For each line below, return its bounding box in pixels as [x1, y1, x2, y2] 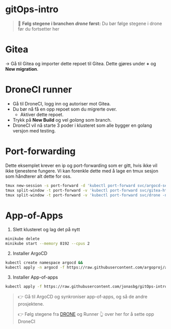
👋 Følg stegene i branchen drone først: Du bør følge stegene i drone [17, 20, 162, 26]
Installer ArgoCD [12, 251, 47, 257]
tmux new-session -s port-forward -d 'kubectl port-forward [5, 183, 136, 188]
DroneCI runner [5, 84, 72, 95]
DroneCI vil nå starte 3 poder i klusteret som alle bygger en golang [12, 122, 152, 128]
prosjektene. [17, 300, 44, 307]
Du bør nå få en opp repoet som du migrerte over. [12, 106, 117, 112]
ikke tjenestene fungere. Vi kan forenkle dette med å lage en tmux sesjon [5, 168, 159, 174]
